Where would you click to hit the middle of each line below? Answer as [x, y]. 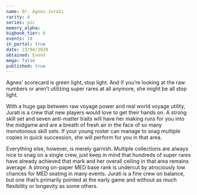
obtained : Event [26, 55]
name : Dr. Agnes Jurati [35, 11]
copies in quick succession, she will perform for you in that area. [84, 138]
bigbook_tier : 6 [26, 33]
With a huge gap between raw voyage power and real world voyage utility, [96, 107]
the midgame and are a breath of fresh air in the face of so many [84, 125]
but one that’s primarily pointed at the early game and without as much [91, 180]
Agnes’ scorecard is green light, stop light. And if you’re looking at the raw [96, 83]
